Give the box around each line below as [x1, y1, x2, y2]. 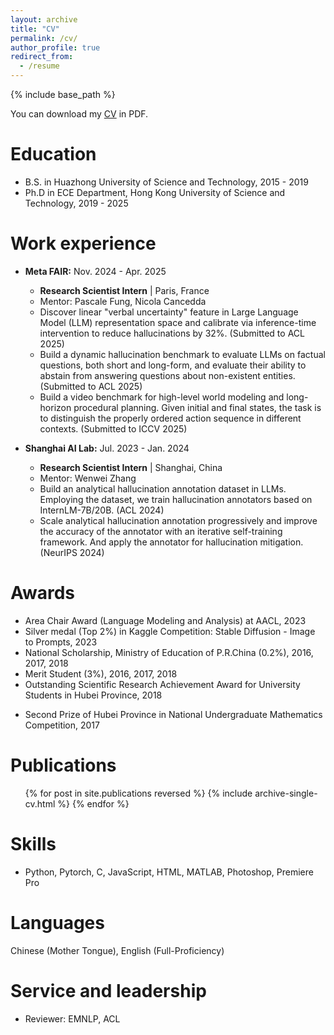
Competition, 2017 [24, 719, 100, 731]
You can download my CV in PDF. [10, 108, 149, 120]
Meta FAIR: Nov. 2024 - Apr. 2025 [24, 265, 167, 277]
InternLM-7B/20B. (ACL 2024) [39, 504, 165, 516]
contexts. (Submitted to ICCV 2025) [39, 422, 188, 435]
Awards [10, 582, 76, 605]
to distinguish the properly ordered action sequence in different [39, 412, 302, 424]
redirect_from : [10, 52, 74, 62]
